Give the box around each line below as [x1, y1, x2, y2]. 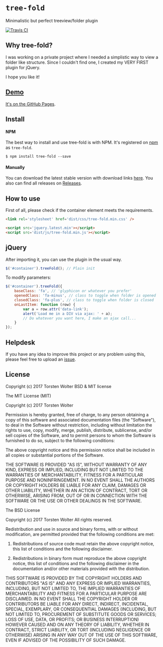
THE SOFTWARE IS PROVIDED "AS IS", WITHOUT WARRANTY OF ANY [5, 462, 147, 467]
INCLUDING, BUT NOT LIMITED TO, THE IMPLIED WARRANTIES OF [5, 585, 141, 591]
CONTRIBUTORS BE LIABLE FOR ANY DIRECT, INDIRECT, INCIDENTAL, [5, 601, 149, 607]
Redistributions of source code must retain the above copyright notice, [12, 540, 155, 546]
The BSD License [5, 507, 40, 513]
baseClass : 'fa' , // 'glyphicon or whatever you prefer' [14, 289, 132, 294]
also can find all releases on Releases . [5, 180, 82, 186]
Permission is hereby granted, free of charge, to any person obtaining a [5, 411, 149, 417]
